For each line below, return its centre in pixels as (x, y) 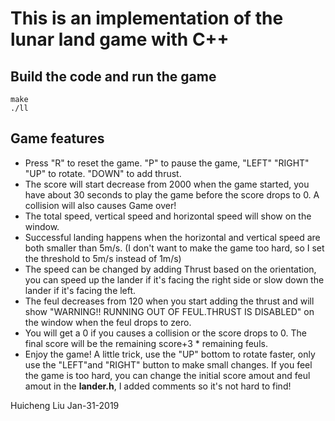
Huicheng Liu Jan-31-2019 (65, 405)
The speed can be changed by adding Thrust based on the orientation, (170, 269)
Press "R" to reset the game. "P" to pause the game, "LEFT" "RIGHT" (167, 163)
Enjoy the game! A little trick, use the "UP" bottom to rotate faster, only (170, 354)
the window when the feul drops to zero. (108, 322)
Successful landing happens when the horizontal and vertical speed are (172, 237)
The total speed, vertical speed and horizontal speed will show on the (168, 216)
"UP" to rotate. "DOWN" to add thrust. (103, 173)
